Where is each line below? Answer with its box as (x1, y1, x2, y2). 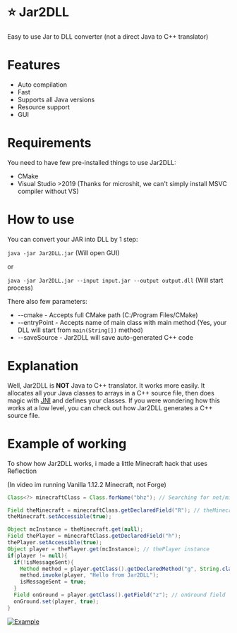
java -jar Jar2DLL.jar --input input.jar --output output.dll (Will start (7, 276, 224, 284)
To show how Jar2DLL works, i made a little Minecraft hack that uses (7, 459, 208, 467)
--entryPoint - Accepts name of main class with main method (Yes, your (17, 318, 227, 326)
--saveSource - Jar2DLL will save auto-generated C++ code (17, 333, 194, 341)
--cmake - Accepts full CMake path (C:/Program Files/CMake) (17, 310, 199, 319)
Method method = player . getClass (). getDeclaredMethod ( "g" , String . (20, 565, 222, 572)
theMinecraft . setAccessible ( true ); (7, 513, 112, 520)
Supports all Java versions (17, 95, 95, 104)
